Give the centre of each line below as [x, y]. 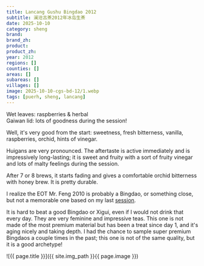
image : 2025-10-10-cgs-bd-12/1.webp [53, 91]
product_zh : [21, 52]
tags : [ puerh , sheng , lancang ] [46, 97]
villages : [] [23, 86]
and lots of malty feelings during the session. [63, 163]
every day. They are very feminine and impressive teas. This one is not [95, 218]
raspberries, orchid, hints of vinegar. [52, 139]
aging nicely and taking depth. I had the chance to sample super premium [99, 231]
